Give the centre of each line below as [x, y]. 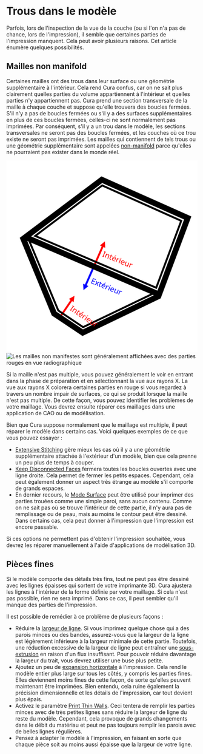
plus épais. [28, 699]
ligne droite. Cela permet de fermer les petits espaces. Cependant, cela [104, 475]
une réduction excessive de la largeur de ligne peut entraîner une [96, 647]
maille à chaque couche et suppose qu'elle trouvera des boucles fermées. [99, 107]
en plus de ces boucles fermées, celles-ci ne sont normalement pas [91, 120]
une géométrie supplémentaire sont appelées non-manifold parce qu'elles [99, 145]
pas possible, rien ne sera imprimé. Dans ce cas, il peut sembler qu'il [92, 598]
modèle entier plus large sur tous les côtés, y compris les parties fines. [103, 673]
